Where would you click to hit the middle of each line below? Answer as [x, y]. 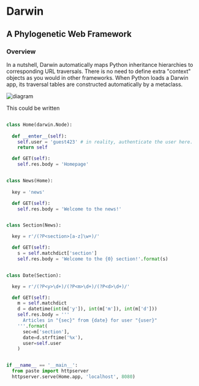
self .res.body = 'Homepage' [53, 164]
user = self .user [42, 343]
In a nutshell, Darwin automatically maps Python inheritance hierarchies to [100, 64]
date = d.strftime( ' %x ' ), [53, 338]
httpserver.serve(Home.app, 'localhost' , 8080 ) [74, 377]
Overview [21, 52]
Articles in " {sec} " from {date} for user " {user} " [90, 320]
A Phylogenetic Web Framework [69, 34]
